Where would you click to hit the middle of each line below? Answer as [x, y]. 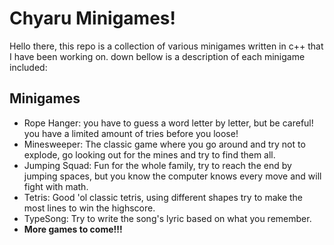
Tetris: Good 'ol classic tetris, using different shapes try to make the [163, 197]
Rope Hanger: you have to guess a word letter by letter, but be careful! [168, 123]
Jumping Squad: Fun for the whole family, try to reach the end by [157, 165]
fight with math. [56, 186]
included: [28, 67]
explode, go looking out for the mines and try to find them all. [149, 154]
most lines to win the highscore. [89, 208]
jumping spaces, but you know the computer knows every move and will [172, 176]
